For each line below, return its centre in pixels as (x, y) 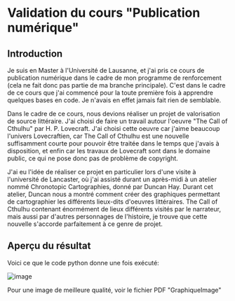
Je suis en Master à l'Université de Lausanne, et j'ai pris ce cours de (106, 70)
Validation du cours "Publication (104, 13)
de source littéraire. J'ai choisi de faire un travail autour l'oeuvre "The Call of (117, 121)
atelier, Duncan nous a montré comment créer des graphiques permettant (114, 194)
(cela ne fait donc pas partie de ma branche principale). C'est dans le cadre (116, 85)
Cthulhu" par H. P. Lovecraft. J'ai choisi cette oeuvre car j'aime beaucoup (114, 128)
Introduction (35, 54)
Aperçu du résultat (49, 246)
